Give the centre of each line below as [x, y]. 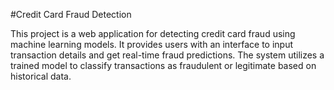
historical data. [41, 76]
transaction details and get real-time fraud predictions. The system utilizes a [167, 55]
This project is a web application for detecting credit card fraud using [153, 33]
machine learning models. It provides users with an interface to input [152, 44]
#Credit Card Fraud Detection [71, 14]
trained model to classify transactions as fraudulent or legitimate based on [163, 65]
